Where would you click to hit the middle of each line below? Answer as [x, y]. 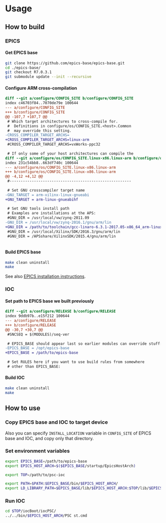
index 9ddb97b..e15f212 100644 [37, 316]
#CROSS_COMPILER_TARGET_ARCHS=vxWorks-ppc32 [54, 144]
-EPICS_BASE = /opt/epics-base [37, 348]
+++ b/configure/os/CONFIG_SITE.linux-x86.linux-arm [61, 172]
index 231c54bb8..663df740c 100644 [42, 163]
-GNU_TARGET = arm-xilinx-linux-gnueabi [47, 195]
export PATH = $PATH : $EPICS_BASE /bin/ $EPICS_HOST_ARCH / [62, 484]
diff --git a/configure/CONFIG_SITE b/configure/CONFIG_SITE [69, 99]
